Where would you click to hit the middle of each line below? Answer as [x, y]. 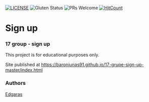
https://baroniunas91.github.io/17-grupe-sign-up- [92, 65]
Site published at [23, 65]
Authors [16, 83]
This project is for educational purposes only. [52, 55]
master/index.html [24, 70]
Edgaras [14, 94]
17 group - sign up [28, 44]
